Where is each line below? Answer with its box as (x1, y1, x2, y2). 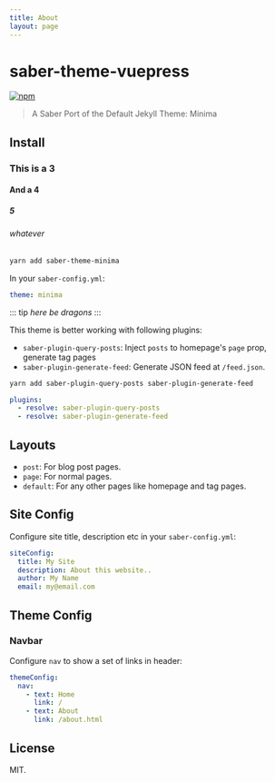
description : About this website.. (17, 565, 152, 575)
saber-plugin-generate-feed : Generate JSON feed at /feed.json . (22, 361, 266, 372)
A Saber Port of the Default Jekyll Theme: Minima (31, 108, 218, 119)
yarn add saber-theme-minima (9, 256, 120, 265)
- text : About (25, 707, 79, 716)
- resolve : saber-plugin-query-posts (17, 403, 161, 413)
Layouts (9, 437, 56, 452)
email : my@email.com (17, 582, 95, 591)
